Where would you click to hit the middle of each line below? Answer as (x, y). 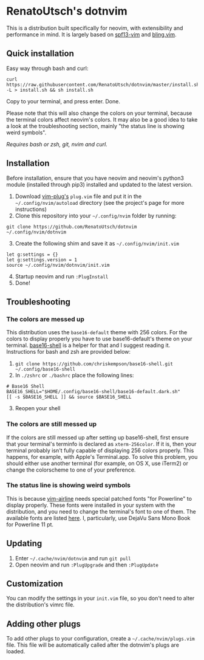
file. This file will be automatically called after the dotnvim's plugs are (93, 645)
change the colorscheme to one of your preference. (71, 470)
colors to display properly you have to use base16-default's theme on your (99, 339)
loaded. (16, 651)
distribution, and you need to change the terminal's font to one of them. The (101, 511)
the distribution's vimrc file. (40, 605)
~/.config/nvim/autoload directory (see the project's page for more (100, 202)
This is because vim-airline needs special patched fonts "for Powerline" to (99, 498)
